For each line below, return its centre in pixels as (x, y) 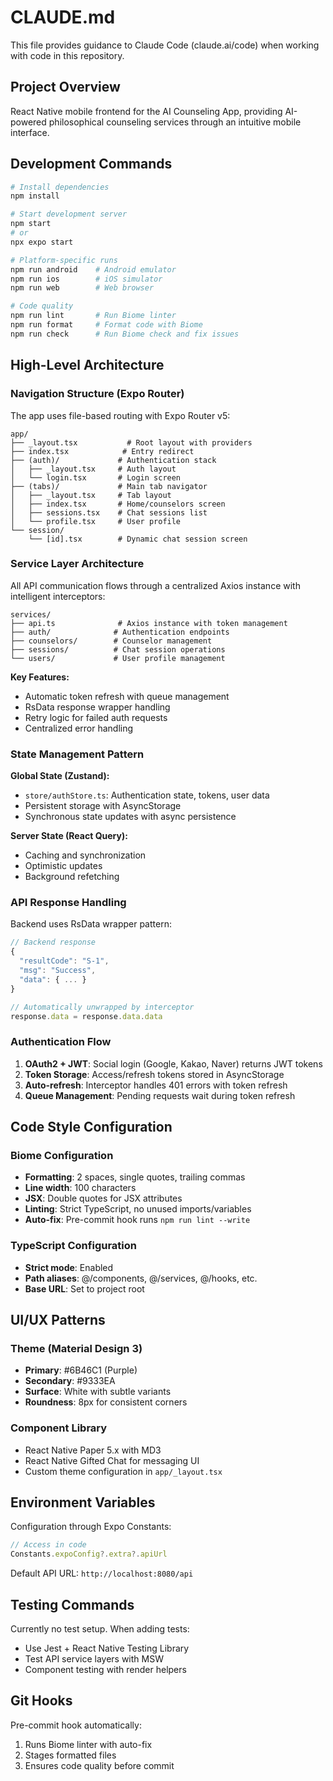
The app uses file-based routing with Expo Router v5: (120, 415)
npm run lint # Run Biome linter (93, 316)
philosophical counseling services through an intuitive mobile (175, 122)
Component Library (59, 1428)
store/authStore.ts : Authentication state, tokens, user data (147, 795)
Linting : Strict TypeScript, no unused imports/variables (138, 1209)
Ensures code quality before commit (99, 1765)
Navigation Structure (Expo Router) (97, 394)
